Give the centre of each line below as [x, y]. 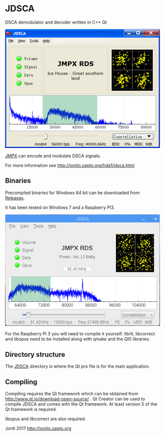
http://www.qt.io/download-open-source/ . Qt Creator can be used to [75, 399]
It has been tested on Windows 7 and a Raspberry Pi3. [60, 207]
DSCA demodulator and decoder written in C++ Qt [56, 22]
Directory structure [35, 354]
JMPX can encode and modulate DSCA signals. [53, 156]
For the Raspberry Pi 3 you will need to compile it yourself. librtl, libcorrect [80, 334]
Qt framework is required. [31, 409]
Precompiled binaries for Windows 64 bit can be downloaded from [72, 193]
